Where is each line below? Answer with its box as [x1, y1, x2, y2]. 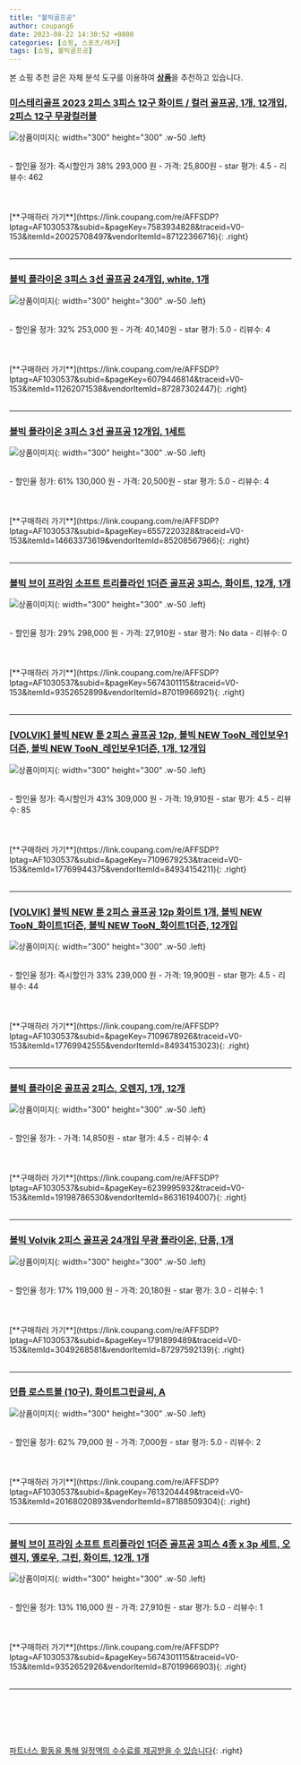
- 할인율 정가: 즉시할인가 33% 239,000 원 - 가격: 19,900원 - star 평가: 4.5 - [9, 969, 276, 980]
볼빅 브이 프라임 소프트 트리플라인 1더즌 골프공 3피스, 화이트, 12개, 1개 [9, 577, 291, 590]
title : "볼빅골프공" [9, 13, 77, 22]
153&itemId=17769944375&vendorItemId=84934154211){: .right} [9, 864, 247, 874]
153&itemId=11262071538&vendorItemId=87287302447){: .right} [9, 383, 248, 394]
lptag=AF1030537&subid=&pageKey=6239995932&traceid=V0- [9, 1183, 245, 1193]
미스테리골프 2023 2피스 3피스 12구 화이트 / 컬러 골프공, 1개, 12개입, [9, 97, 288, 109]
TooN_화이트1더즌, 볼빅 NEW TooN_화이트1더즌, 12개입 [9, 919, 238, 932]
